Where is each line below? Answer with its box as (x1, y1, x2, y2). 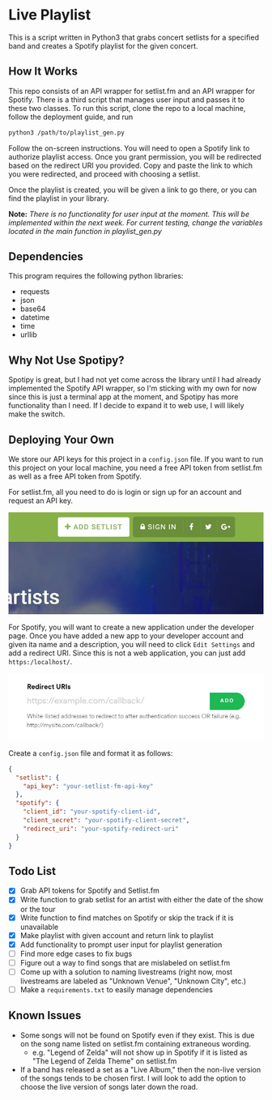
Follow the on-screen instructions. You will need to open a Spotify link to (8, 143, 250, 153)
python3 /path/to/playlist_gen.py (8, 128, 125, 137)
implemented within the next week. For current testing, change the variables (8, 217, 263, 228)
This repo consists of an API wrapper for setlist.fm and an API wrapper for (8, 86, 255, 96)
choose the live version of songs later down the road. (19, 1081, 198, 1091)
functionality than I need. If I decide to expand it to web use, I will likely (8, 401, 244, 411)
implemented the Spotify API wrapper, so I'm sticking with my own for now (8, 383, 257, 394)
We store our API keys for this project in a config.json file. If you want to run (8, 454, 264, 464)
